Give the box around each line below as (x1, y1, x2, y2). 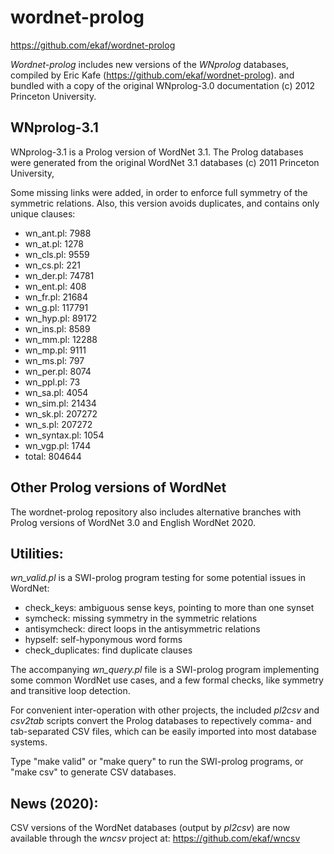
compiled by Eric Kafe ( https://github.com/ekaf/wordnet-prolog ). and (10, 69, 295, 81)
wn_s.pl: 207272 (24, 418, 93, 430)
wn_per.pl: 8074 (24, 365, 92, 377)
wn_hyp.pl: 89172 (24, 312, 98, 324)
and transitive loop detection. (10, 685, 131, 697)
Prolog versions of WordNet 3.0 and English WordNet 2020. (10, 516, 257, 528)
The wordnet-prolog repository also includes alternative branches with (10, 506, 302, 518)
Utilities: (10, 545, 64, 562)
